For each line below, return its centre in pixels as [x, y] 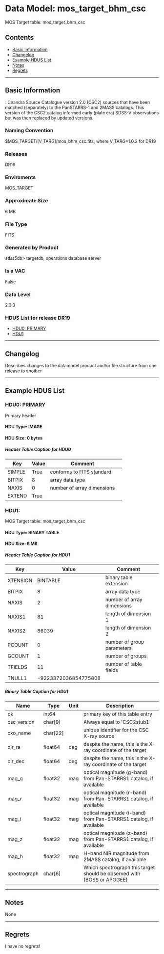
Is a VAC [15, 271]
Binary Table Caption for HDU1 [37, 691]
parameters [118, 648]
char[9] [52, 722]
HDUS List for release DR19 [38, 318]
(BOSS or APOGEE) [106, 880]
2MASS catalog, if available [115, 860]
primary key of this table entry [118, 714]
